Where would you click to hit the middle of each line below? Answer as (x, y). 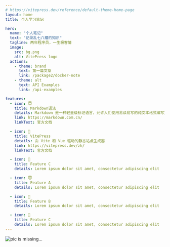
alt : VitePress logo (36, 57)
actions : (19, 61)
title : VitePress (33, 136)
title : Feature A (33, 183)
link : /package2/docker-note (49, 76)
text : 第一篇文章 (35, 71)
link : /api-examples (40, 90)
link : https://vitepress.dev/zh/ (50, 146)
